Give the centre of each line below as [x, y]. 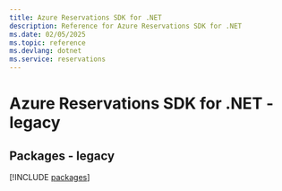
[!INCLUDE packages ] [50, 177]
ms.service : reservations [57, 59]
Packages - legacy [62, 156]
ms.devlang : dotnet [46, 51]
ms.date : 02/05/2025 [48, 34]
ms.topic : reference [48, 43]
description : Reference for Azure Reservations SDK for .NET [126, 26]
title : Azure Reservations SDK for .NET [86, 17]
